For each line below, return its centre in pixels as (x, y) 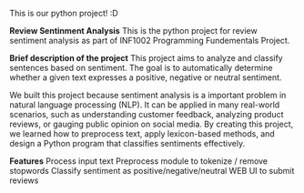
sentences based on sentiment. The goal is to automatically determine (141, 68)
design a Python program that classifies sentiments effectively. (127, 143)
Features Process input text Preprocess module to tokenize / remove (139, 161)
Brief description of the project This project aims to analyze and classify (147, 58)
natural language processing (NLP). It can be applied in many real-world (145, 105)
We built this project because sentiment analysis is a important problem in (148, 95)
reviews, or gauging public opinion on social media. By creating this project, (152, 124)
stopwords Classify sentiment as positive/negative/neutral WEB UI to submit (152, 171)
